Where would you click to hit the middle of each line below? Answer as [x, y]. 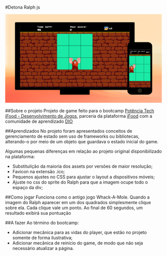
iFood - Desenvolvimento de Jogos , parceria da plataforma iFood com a [79, 116]
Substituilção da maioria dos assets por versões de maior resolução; [83, 166]
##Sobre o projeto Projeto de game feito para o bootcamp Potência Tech [80, 111]
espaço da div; [28, 187]
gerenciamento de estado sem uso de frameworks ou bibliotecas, [72, 136]
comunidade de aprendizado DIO [39, 121]
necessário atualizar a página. [43, 248]
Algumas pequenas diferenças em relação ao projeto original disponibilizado [83, 151]
